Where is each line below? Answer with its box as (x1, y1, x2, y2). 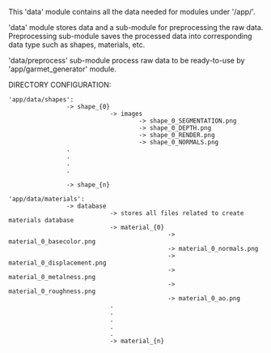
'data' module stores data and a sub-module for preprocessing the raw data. (8, 23, 264, 32)
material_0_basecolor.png (8, 238, 95, 246)
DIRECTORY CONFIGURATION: (8, 80, 112, 89)
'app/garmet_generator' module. (8, 64, 117, 74)
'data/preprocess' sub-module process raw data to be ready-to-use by (8, 56, 245, 65)
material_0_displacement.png (8, 259, 107, 267)
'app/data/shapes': (8, 96, 74, 104)
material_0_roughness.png (8, 287, 95, 295)
